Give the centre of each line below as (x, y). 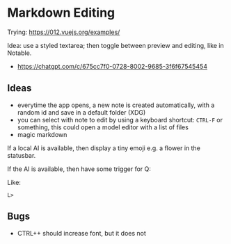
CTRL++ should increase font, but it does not (81, 233)
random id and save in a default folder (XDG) (81, 112)
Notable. (19, 53)
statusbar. (22, 155)
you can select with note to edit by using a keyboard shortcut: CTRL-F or (120, 120)
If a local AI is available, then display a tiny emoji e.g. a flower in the (104, 148)
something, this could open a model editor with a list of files (103, 127)
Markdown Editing (61, 13)
